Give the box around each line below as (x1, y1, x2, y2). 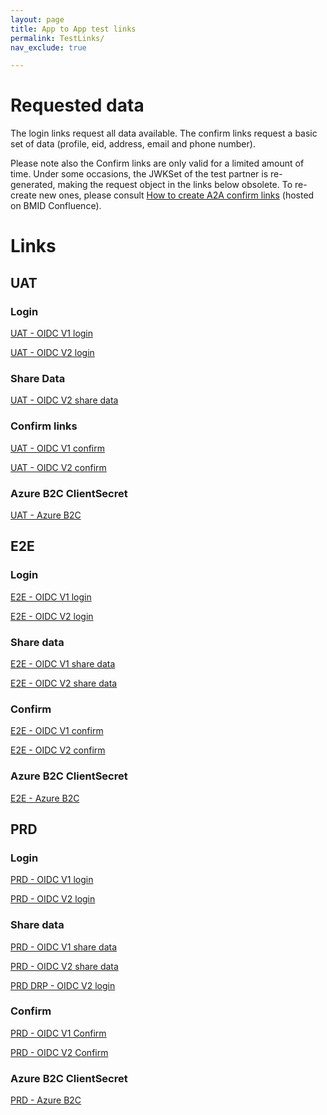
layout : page (10, 14, 65, 25)
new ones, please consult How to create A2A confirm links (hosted (38, 189, 315, 201)
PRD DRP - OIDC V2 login (10, 979, 116, 991)
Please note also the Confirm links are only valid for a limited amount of (10, 157, 305, 170)
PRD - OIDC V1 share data (10, 941, 118, 953)
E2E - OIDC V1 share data (10, 657, 116, 670)
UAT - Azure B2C (10, 509, 82, 521)
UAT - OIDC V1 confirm (10, 442, 105, 454)
